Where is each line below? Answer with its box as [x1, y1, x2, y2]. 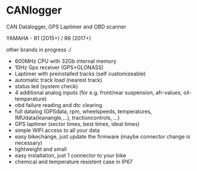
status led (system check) [14, 82, 78, 89]
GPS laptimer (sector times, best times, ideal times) [14, 120, 140, 127]
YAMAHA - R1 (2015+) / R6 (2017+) [6, 34, 92, 41]
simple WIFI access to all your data [14, 127, 100, 134]
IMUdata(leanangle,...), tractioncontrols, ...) [14, 114, 120, 121]
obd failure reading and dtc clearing [14, 101, 102, 108]
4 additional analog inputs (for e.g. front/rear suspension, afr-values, [14, 89, 182, 96]
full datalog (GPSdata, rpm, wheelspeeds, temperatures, [14, 108, 152, 115]
